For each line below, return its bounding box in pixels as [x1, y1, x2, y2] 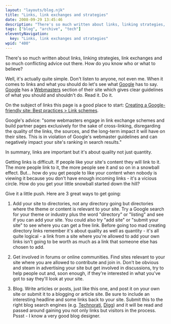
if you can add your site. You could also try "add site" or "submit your [12, 217, 159, 223]
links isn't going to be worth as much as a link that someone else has [12, 239, 158, 245]
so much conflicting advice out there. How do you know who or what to [5, 60, 156, 67]
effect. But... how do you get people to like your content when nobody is [5, 169, 157, 176]
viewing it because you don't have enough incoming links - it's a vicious [5, 175, 157, 181]
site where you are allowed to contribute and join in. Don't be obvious [12, 259, 159, 265]
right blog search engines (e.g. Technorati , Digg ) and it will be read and [12, 301, 163, 308]
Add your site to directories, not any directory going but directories [12, 200, 154, 206]
